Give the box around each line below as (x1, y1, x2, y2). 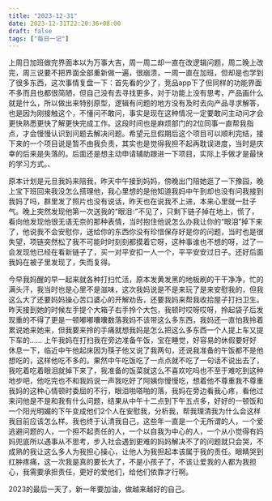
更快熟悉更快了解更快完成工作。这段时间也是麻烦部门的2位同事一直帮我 (8, 118, 247, 128)
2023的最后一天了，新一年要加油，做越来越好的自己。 (8, 484, 189, 495)
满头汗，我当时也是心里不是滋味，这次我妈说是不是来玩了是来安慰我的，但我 (8, 285, 264, 294)
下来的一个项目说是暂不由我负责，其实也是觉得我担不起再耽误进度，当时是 (8, 139, 257, 148)
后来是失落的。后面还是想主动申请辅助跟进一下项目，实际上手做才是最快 (22, 149, 264, 159)
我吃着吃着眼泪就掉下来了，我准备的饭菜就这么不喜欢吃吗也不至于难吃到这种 (8, 366, 264, 375)
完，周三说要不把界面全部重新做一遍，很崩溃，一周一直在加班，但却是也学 (8, 68, 257, 78)
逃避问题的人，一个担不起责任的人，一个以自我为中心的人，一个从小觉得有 (8, 426, 257, 436)
